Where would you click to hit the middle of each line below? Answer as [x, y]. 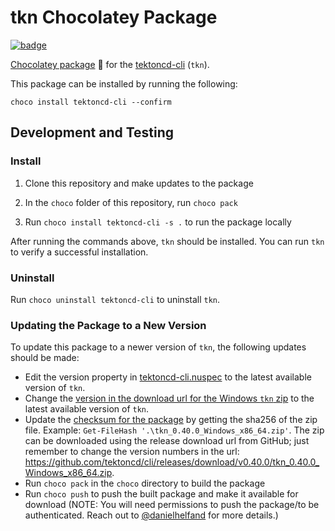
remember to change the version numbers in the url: [132, 452]
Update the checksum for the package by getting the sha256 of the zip [171, 420]
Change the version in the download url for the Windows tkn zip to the [169, 398]
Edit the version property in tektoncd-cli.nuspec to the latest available [168, 377]
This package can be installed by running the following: [124, 83]
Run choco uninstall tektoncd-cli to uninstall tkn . [115, 299]
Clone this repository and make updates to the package [139, 183]
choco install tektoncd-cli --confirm [91, 102]
